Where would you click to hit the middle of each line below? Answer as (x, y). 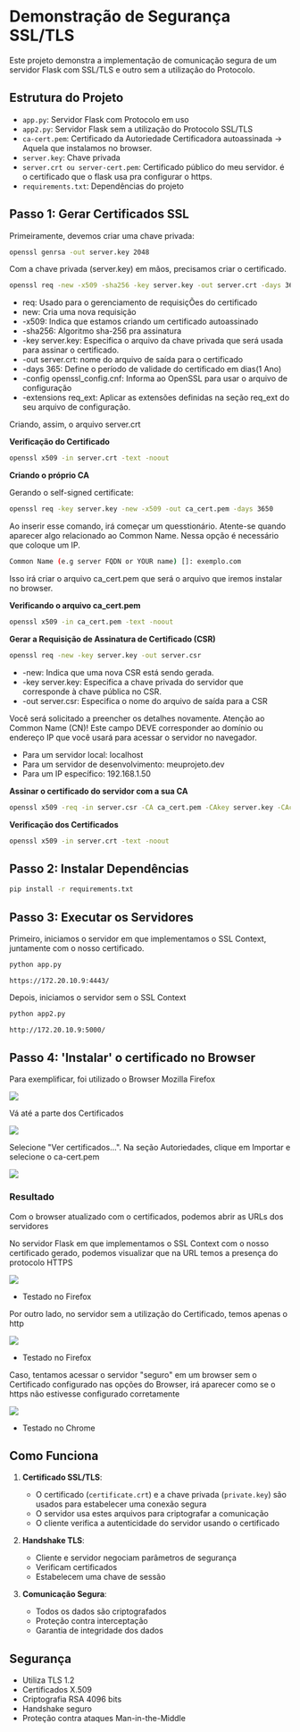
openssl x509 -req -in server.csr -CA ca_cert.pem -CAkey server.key (142, 807)
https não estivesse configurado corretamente (95, 1394)
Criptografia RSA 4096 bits (72, 1699)
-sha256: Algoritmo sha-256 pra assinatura (102, 331)
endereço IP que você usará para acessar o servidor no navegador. (133, 737)
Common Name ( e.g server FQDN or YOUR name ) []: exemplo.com (125, 562)
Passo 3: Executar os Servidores (101, 917)
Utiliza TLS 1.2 (48, 1680)
